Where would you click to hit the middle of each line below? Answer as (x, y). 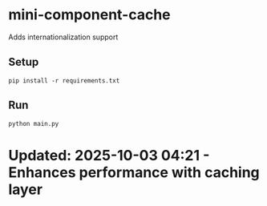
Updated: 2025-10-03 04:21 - (109, 155)
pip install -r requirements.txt (64, 81)
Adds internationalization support (63, 37)
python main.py (34, 123)
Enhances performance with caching (134, 172)
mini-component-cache (89, 15)
